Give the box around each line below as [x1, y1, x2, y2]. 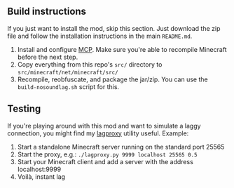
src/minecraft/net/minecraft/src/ [17, 69, 118, 76]
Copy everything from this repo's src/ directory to [17, 60, 163, 69]
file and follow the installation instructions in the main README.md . [7, 32, 193, 40]
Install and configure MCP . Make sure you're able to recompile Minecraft [17, 45, 227, 53]
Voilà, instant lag [17, 172, 65, 181]
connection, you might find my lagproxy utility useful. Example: [7, 129, 189, 137]
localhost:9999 [17, 165, 62, 173]
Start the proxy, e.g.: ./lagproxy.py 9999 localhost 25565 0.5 [17, 150, 198, 159]
